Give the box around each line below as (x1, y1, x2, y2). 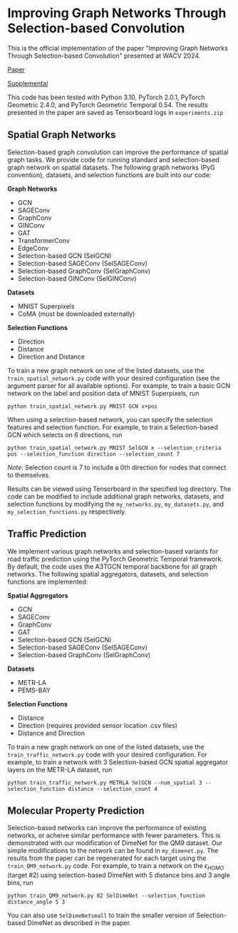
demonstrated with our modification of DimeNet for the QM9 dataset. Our (7, 839, 223, 847)
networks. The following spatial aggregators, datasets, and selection (7, 569, 209, 578)
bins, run (7, 879, 33, 887)
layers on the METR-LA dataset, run (7, 765, 113, 774)
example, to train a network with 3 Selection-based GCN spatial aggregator (7, 757, 229, 766)
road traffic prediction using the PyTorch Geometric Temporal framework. (7, 554, 223, 563)
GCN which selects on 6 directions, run (7, 430, 123, 439)
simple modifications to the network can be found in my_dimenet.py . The (7, 847, 219, 855)
